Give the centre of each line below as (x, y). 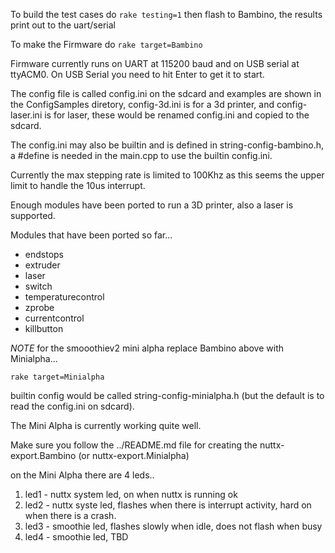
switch (38, 286)
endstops (44, 254)
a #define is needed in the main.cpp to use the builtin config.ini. (141, 155)
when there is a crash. (70, 515)
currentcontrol (54, 318)
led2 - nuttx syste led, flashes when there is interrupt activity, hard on (168, 505)
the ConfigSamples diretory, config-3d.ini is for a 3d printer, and (142, 104)
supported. (33, 215)
